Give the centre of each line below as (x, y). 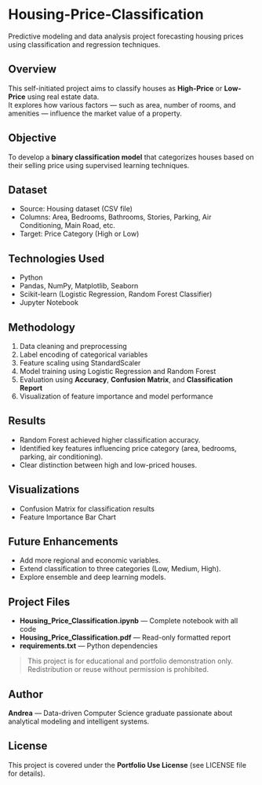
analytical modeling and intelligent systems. (79, 721)
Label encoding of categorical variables (84, 354)
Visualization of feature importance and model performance (116, 396)
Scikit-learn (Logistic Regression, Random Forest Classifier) (116, 294)
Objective (33, 138)
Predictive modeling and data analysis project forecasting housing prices (126, 36)
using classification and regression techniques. (84, 44)
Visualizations (44, 490)
